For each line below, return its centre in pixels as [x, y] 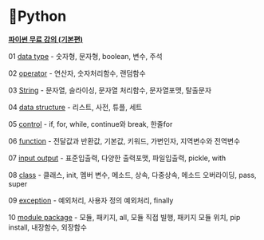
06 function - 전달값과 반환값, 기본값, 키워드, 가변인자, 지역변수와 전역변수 [124, 141]
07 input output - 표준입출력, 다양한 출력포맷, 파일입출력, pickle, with [117, 158]
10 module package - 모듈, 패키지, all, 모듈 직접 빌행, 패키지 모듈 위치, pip [124, 217]
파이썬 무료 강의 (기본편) [46, 39]
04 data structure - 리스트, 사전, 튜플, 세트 [75, 107]
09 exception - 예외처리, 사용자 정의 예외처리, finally [91, 200]
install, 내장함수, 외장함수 [48, 227]
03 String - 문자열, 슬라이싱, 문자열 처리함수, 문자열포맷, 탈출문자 [110, 90]
